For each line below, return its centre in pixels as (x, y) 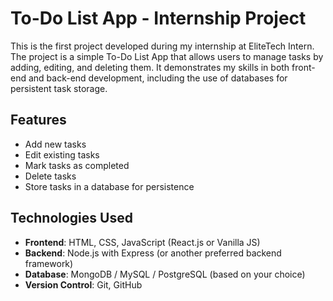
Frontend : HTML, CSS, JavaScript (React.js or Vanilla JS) (142, 242)
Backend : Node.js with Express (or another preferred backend (153, 253)
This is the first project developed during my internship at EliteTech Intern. (162, 46)
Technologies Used (71, 218)
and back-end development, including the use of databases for (158, 78)
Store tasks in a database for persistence (109, 186)
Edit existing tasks (62, 154)
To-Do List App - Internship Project (158, 18)
